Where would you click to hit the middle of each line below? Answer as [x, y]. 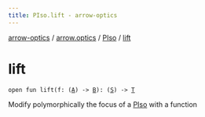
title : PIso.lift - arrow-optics [63, 15]
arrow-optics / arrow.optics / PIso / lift [70, 37]
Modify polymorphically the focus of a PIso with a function [103, 104]
